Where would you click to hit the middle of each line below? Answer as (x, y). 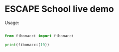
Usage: (12, 23)
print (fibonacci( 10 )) (27, 45)
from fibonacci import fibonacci (39, 36)
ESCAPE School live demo (59, 9)
